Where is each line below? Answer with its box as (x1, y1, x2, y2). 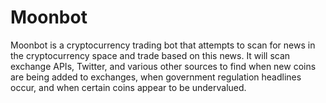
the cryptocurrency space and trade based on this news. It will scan (10, 49, 291, 61)
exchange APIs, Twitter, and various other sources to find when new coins (10, 60, 317, 72)
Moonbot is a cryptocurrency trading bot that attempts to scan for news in (10, 39, 316, 51)
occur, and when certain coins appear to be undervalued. (10, 81, 247, 93)
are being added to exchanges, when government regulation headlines (10, 71, 302, 83)
